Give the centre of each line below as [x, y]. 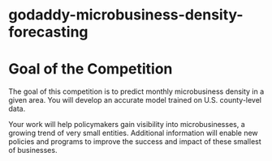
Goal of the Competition [91, 69]
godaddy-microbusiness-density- [126, 15]
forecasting [48, 32]
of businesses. [33, 150]
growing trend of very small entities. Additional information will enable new [133, 133]
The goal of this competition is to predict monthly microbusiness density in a [136, 91]
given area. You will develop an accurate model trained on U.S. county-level [135, 100]
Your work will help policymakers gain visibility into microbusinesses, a [127, 125]
